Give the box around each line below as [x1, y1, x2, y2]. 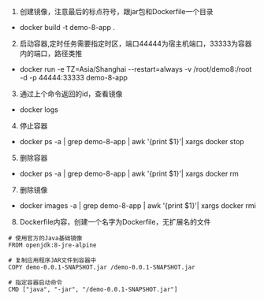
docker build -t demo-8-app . [19, 23, 116, 32]
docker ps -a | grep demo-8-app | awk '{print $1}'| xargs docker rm [19, 169, 239, 178]
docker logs [19, 105, 59, 114]
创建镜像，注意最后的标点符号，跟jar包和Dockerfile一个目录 [19, 7, 214, 16]
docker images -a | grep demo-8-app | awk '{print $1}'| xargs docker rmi [19, 201, 256, 210]
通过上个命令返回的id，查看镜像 [19, 89, 123, 98]
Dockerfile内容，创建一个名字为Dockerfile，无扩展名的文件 [19, 217, 211, 226]
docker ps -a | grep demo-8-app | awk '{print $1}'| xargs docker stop [19, 137, 244, 146]
